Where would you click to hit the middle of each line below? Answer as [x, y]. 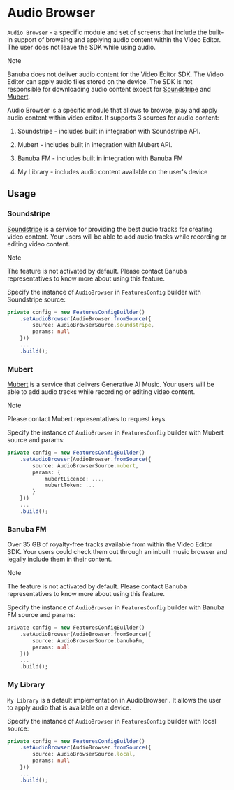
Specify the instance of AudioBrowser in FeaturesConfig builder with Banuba [116, 607]
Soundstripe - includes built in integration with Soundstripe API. [109, 131]
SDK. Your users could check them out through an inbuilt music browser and [117, 552]
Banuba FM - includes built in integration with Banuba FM [100, 158]
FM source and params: [42, 615]
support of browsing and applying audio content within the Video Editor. [117, 39]
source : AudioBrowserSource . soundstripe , [94, 325]
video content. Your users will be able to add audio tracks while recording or [117, 237]
